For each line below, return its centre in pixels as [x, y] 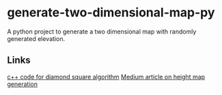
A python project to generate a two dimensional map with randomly [102, 31]
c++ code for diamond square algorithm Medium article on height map [106, 77]
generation [22, 84]
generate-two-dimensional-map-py [111, 13]
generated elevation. [36, 38]
